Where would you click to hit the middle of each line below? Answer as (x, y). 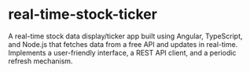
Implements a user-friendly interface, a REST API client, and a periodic (122, 52)
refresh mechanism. (40, 61)
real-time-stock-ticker (83, 14)
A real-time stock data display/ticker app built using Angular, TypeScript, (125, 36)
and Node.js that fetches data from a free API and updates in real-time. (123, 44)
